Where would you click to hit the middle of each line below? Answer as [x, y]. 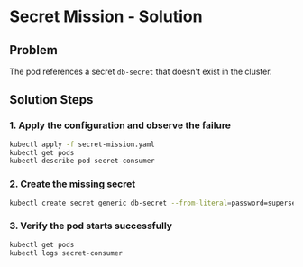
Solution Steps [51, 100]
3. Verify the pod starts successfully [91, 226]
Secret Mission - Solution [106, 17]
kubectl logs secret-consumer [66, 253]
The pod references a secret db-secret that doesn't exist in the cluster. [141, 71]
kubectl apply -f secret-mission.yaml [82, 144]
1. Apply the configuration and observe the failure [120, 125]
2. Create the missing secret [73, 184]
